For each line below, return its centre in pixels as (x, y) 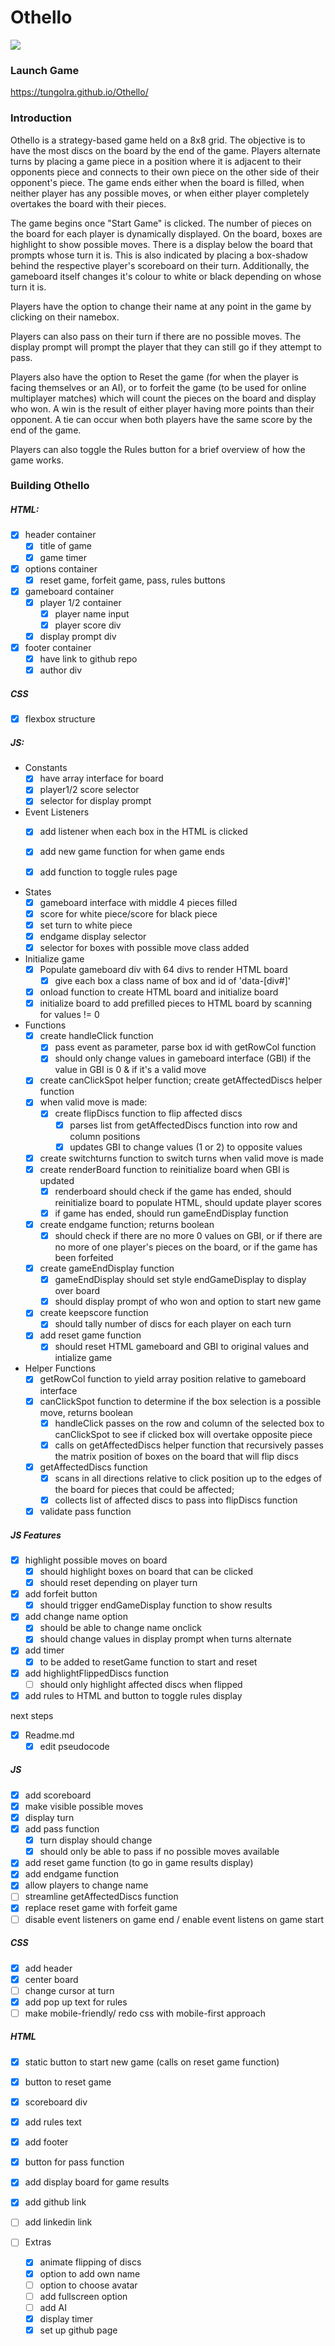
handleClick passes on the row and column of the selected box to (189, 1423)
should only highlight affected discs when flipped (141, 1684)
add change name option (76, 1617)
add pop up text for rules (76, 2002)
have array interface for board (101, 778)
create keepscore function (94, 1313)
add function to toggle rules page (108, 872)
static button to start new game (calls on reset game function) (152, 2062)
